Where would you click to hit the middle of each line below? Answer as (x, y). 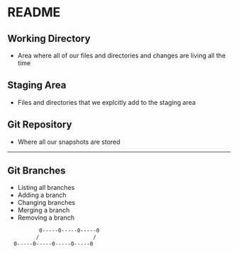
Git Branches (36, 171)
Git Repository (40, 125)
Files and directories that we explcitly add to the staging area (107, 102)
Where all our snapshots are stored (69, 142)
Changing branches (46, 203)
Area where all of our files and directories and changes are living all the (121, 55)
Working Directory (49, 39)
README (34, 12)
